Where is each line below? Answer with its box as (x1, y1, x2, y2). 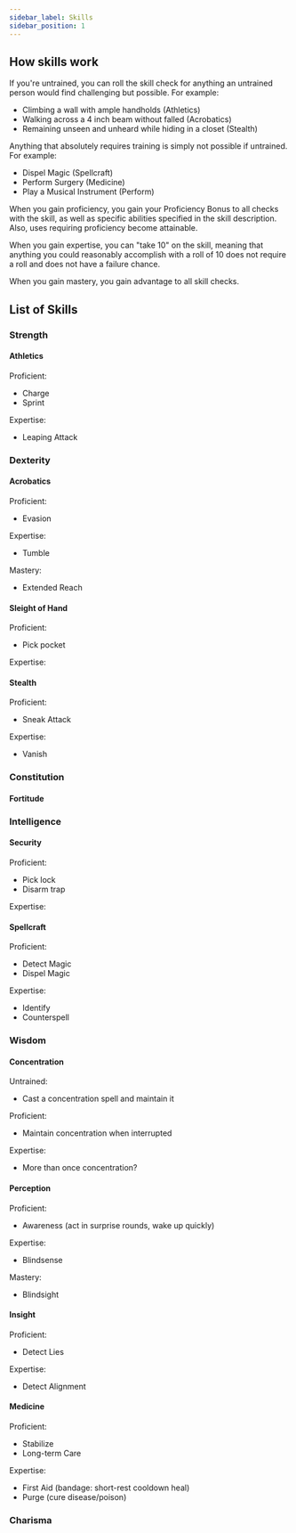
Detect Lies (21, 1346, 65, 1357)
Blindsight (21, 1289, 60, 1300)
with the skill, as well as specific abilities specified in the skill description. (9, 213, 277, 224)
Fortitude (9, 793, 44, 803)
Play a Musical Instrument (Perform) (21, 186, 155, 197)
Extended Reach (21, 582, 83, 592)
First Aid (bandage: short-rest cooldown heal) (21, 1482, 190, 1493)
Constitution (9, 771, 65, 784)
